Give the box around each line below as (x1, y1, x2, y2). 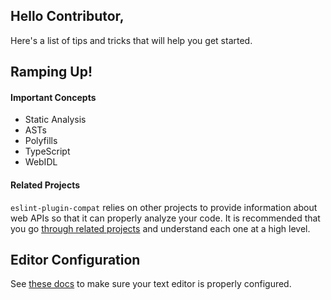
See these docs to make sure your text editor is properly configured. (10, 278, 292, 290)
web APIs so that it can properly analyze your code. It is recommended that (10, 212, 321, 224)
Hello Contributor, (10, 8, 125, 25)
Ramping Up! (10, 64, 93, 81)
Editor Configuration (10, 252, 141, 268)
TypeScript (24, 145, 71, 158)
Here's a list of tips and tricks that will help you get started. (10, 34, 253, 46)
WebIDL (24, 156, 58, 168)
